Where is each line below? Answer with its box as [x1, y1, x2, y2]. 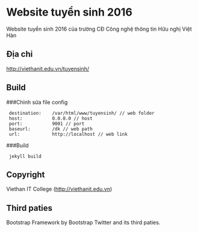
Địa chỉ [6, 49, 33, 60]
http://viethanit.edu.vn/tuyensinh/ [6, 65, 90, 72]
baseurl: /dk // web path [8, 126, 93, 132]
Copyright [6, 169, 45, 180]
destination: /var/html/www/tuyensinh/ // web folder [8, 110, 155, 116]
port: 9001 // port [8, 120, 85, 127]
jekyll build [8, 153, 42, 159]
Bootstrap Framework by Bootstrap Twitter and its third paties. [6, 219, 161, 226]
